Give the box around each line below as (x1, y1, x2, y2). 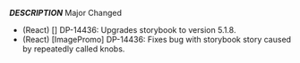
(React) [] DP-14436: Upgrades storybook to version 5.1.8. (21, 25, 236, 35)
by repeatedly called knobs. (21, 43, 125, 54)
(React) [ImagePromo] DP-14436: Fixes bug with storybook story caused (21, 35, 292, 44)
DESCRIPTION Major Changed (9, 8, 123, 18)
